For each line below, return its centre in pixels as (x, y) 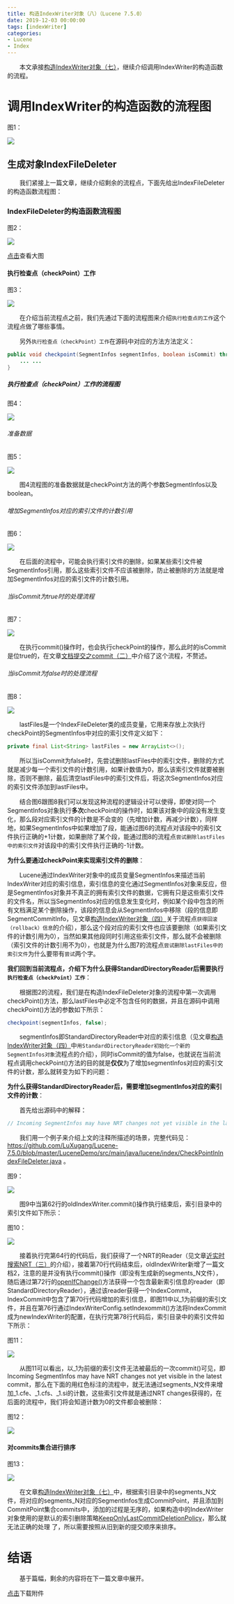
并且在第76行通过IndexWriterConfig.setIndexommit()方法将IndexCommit (123, 1308)
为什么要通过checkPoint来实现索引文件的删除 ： (76, 860)
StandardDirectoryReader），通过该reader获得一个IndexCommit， (101, 1291)
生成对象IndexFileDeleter (62, 165)
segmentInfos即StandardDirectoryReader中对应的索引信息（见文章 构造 (122, 1037)
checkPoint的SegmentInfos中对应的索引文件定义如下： (86, 733)
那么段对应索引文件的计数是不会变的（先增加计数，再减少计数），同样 (118, 819)
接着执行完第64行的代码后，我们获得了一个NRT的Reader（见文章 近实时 (122, 1256)
